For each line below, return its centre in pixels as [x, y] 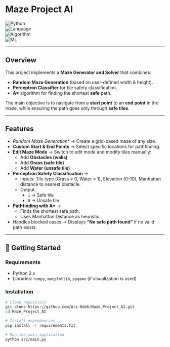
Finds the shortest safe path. [50, 211]
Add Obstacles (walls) [44, 157]
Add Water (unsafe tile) [45, 168]
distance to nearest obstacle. [50, 184]
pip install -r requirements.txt [40, 326]
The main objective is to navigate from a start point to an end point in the [82, 103]
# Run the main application [35, 335]
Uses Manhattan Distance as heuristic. [60, 216]
